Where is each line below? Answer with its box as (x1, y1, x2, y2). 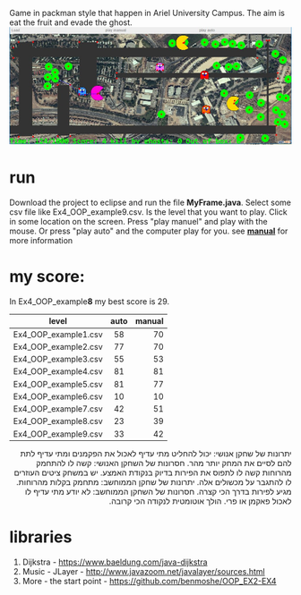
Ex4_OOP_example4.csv (13, 366, 103, 377)
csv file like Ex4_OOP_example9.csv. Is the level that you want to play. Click (9, 206, 288, 217)
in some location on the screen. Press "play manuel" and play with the (9, 216, 268, 226)
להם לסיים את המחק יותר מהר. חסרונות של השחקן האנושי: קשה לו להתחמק (35, 458, 292, 469)
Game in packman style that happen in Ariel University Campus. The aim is (9, 8, 285, 18)
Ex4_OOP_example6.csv (13, 391, 103, 402)
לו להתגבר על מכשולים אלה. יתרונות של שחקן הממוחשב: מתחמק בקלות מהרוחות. (16, 477, 292, 488)
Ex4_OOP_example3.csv (13, 353, 103, 365)
